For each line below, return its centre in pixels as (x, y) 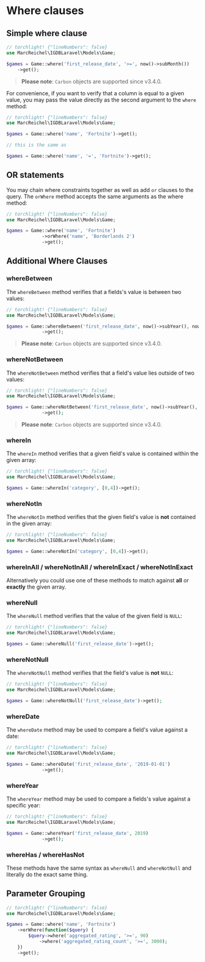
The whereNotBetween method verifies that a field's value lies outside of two (100, 373)
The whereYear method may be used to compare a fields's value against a (99, 799)
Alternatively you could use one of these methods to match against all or (98, 581)
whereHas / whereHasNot (45, 854)
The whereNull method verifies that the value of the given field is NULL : (94, 616)
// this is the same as (37, 145)
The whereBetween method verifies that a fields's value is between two (94, 292)
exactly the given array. (36, 587)
